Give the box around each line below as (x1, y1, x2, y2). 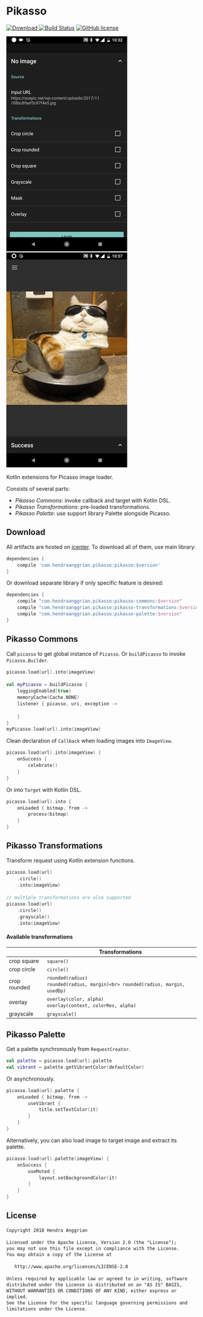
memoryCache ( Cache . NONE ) (17, 694, 80, 701)
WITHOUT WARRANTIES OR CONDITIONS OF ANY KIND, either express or (6, 1287, 177, 1294)
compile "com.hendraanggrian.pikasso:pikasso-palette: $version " (17, 611, 182, 617)
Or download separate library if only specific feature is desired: (6, 579, 164, 587)
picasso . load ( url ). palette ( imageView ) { (6, 1156, 110, 1162)
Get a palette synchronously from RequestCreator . (6, 1046, 131, 1053)
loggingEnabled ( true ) (17, 688, 71, 694)
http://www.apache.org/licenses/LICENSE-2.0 (14, 1263, 129, 1270)
